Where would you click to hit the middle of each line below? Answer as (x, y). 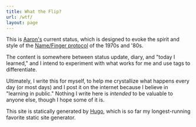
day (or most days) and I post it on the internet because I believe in (87, 87)
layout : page (22, 22)
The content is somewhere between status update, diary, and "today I (91, 57)
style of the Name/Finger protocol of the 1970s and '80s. (75, 45)
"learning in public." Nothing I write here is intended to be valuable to (90, 94)
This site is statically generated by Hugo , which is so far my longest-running (98, 111)
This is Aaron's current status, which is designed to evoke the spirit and (93, 40)
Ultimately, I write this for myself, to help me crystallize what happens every (98, 81)
